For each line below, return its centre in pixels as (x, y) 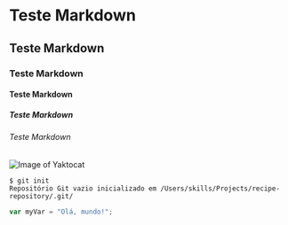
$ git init (29, 181)
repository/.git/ (41, 196)
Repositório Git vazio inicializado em (83, 188)
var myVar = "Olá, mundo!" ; (61, 212)
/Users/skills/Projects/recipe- (220, 188)
